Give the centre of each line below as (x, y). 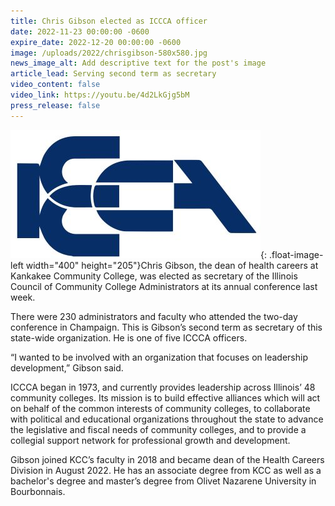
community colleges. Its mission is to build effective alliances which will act (165, 397)
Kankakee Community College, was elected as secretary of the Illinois (154, 276)
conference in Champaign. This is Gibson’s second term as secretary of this (166, 327)
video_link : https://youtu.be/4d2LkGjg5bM (100, 95)
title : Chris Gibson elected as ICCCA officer (109, 21)
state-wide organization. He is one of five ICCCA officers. (129, 337)
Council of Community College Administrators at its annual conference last (164, 286)
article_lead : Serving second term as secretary (113, 74)
